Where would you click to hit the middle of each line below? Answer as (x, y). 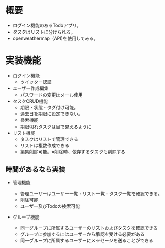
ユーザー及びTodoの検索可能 (50, 206)
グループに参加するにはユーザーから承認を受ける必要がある (82, 234)
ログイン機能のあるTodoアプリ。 (47, 25)
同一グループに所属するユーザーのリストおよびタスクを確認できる (89, 228)
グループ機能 (26, 217)
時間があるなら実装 (35, 169)
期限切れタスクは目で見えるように (56, 126)
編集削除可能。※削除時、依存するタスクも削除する (73, 152)
